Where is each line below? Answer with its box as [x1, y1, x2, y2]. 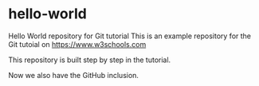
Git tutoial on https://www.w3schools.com [8, 39, 147, 49]
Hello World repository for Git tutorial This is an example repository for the [8, 31, 252, 41]
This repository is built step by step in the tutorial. [8, 55, 171, 64]
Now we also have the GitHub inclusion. [8, 70, 139, 80]
